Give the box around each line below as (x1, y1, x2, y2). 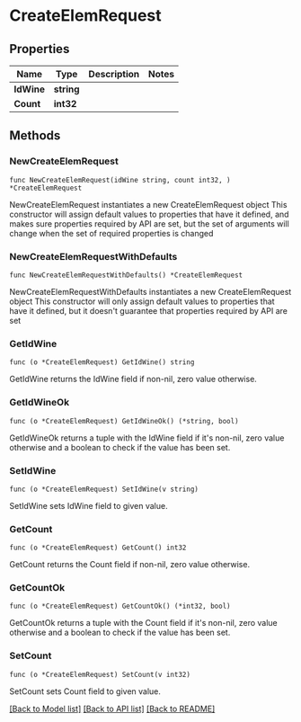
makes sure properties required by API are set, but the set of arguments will (9, 218, 289, 229)
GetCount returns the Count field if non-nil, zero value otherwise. (9, 559, 250, 570)
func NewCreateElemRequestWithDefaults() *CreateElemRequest (9, 271, 243, 280)
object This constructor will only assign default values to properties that (9, 296, 276, 307)
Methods (9, 128, 61, 144)
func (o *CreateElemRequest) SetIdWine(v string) (9, 485, 199, 494)
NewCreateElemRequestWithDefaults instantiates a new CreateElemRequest (9, 286, 292, 297)
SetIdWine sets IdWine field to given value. (9, 500, 168, 511)
